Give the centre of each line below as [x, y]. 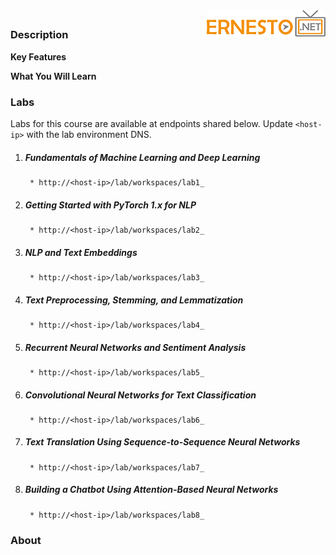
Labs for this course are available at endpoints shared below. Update [151, 124]
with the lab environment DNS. [89, 135]
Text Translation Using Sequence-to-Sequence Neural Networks [162, 442]
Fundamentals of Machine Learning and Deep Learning [142, 157]
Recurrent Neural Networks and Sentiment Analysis [135, 347]
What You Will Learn [53, 76]
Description [39, 35]
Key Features [38, 56]
